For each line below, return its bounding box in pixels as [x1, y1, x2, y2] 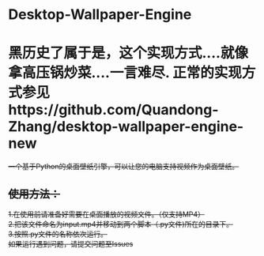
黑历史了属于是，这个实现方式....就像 [8, 44, 249, 62]
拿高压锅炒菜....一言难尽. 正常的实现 [8, 64, 243, 82]
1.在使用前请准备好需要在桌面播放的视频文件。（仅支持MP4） [8, 209, 206, 219]
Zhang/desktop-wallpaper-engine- [8, 118, 244, 136]
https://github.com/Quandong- [8, 101, 219, 119]
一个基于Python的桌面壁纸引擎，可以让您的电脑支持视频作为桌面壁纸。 [8, 162, 239, 171]
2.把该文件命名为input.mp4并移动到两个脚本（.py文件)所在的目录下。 [8, 219, 233, 228]
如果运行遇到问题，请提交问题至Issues [8, 239, 134, 248]
